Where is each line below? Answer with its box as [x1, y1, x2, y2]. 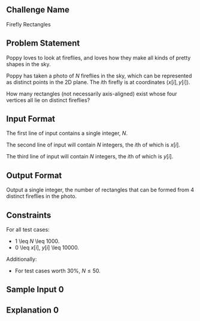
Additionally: [6, 256, 37, 263]
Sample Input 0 [6, 284, 64, 295]
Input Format [6, 114, 56, 124]
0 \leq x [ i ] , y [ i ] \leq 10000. [14, 244, 80, 251]
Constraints [6, 210, 51, 220]
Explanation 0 [6, 305, 59, 315]
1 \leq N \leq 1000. [14, 238, 60, 245]
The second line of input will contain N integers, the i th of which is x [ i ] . [6, 141, 181, 149]
